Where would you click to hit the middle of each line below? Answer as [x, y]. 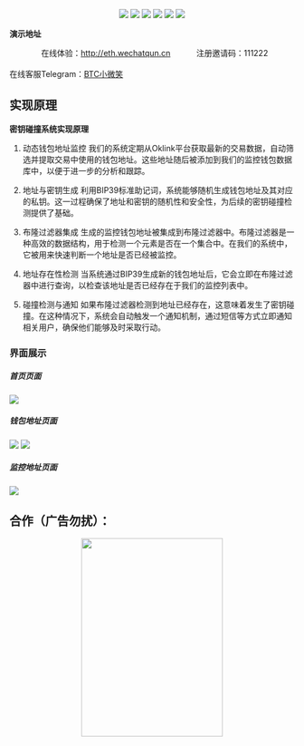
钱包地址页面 [33, 421]
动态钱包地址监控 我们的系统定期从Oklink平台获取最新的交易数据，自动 [154, 148]
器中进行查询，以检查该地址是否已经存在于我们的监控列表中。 [138, 285]
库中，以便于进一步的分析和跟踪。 [86, 170]
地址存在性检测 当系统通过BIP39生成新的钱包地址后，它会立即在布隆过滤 [157, 274]
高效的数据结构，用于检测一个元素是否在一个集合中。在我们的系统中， [161, 243]
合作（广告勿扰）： [60, 521]
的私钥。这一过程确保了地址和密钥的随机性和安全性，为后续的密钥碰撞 [153, 201]
